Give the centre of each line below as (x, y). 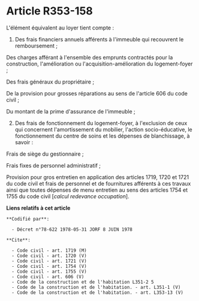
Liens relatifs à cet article (38, 208)
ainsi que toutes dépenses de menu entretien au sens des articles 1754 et (97, 190)
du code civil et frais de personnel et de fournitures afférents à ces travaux (99, 183)
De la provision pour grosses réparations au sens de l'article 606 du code (97, 93)
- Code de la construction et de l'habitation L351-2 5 (83, 282)
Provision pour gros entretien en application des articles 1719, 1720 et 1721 (98, 177)
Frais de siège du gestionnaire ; (45, 154)
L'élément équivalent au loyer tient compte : (60, 28)
